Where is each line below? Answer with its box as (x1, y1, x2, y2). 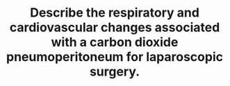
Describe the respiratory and (30, 5, 199, 21)
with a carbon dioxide (51, 35, 179, 50)
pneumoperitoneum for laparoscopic (6, 49, 224, 65)
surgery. (89, 64, 140, 80)
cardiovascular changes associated (9, 19, 220, 35)
